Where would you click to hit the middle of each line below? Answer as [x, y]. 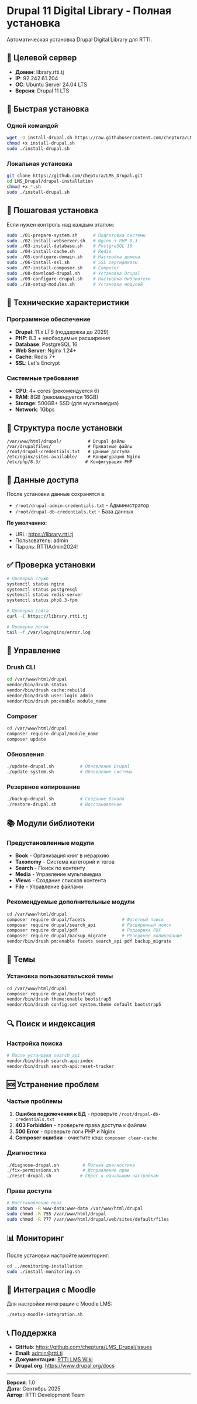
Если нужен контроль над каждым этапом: [61, 224]
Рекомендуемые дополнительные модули [71, 902]
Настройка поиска [35, 1043]
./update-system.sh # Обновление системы [70, 772]
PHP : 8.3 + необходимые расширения [63, 338]
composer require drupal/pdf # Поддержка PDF [84, 930]
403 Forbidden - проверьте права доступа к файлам [81, 1125]
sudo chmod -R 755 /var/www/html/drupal [57, 1214]
